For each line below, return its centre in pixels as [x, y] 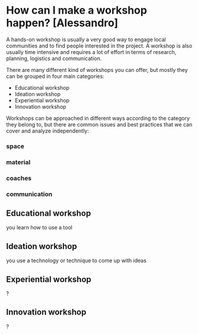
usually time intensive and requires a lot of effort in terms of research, [91, 52]
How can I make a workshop [76, 10]
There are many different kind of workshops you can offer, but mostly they [97, 70]
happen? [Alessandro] [62, 23]
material [18, 162]
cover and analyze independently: [48, 131]
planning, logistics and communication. [54, 58]
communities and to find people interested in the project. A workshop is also [99, 46]
